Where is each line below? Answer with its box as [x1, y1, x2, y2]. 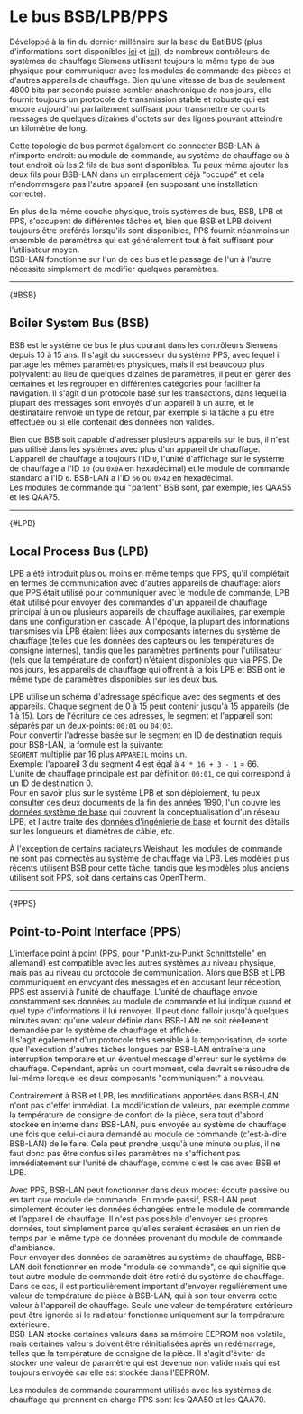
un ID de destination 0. [9, 778, 94, 788]
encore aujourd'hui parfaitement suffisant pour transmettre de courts [9, 103, 266, 114]
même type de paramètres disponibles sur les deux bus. [9, 674, 219, 684]
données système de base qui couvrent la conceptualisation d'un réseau [9, 806, 280, 817]
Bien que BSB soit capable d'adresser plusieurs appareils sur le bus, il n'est [9, 434, 290, 445]
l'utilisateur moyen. [9, 244, 80, 255]
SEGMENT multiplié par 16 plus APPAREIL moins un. [9, 749, 188, 759]
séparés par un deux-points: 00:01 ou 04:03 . [9, 720, 174, 731]
